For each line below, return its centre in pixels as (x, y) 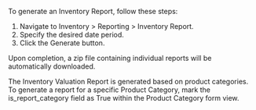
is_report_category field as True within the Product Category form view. (124, 98)
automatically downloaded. (52, 66)
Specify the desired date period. (71, 35)
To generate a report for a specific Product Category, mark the (109, 90)
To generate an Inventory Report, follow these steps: (93, 11)
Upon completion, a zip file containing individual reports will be (110, 58)
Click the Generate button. (62, 43)
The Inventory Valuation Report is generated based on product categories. (128, 82)
